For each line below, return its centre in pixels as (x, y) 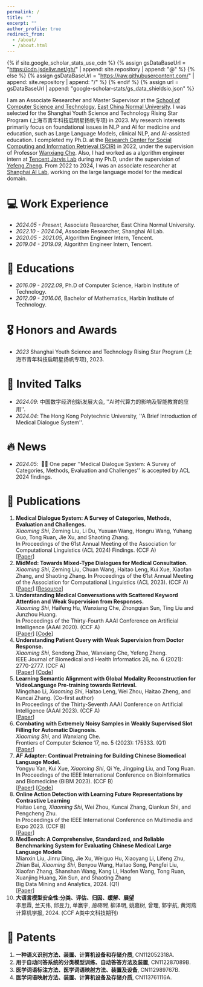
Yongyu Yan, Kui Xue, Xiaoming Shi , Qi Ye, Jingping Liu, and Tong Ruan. (105, 768)
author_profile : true (34, 29)
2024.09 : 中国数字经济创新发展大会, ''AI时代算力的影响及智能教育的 (99, 401)
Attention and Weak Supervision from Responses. (80, 601)
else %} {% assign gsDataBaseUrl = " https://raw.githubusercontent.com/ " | (101, 76)
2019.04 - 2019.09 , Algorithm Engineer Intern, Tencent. (84, 244)
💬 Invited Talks (44, 384)
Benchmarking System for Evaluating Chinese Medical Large (93, 845)
